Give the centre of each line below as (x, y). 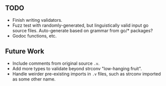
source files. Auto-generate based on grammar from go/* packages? (83, 30)
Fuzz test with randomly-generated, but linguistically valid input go (80, 25)
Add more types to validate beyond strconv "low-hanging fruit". (77, 68)
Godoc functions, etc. (34, 36)
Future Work (25, 51)
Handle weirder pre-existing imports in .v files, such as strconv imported (86, 74)
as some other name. (34, 79)
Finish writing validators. (37, 20)
